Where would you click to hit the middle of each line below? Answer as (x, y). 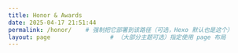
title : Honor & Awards (45, 15)
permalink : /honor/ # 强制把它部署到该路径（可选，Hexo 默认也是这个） (121, 30)
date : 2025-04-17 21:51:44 (52, 23)
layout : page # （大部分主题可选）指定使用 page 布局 (117, 37)
